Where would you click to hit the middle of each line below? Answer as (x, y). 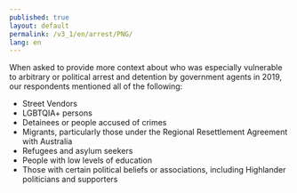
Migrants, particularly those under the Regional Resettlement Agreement (155, 132)
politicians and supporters (70, 180)
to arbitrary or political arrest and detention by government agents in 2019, (146, 77)
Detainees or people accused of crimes (94, 123)
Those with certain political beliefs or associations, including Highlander (154, 170)
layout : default (39, 26)
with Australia (47, 141)
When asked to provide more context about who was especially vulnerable (146, 68)
